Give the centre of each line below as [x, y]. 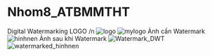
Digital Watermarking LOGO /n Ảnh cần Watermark [106, 31]
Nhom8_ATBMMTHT [69, 12]
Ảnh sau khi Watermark [73, 38]
